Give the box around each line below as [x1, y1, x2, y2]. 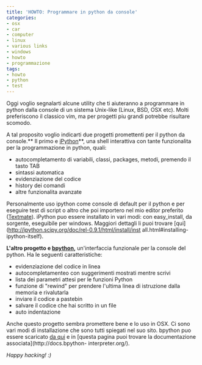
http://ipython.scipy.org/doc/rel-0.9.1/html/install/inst [8, 226, 141, 233]
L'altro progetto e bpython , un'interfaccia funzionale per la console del [6, 245, 186, 251]
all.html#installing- [142, 226, 189, 233]
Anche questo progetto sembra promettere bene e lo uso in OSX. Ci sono [6, 320, 190, 327]
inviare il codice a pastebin [15, 295, 83, 303]
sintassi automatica [15, 169, 64, 176]
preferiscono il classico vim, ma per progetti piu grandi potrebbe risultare [6, 112, 190, 120]
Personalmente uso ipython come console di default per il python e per [6, 200, 185, 207]
